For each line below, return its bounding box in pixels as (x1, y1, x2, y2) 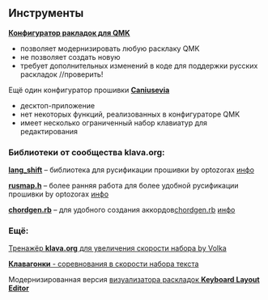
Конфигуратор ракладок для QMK (8, 27, 130, 37)
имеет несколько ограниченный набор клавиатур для (19, 117, 208, 128)
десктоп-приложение (19, 100, 96, 110)
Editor (8, 283, 30, 294)
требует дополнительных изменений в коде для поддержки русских (19, 61, 258, 70)
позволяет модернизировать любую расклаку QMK (19, 44, 200, 53)
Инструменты (8, 6, 84, 20)
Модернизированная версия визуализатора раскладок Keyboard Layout (8, 275, 261, 285)
